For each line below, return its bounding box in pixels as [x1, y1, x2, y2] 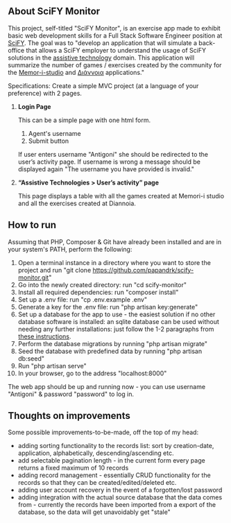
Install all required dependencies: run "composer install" [17, 288, 179, 296]
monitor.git [17, 273, 49, 282]
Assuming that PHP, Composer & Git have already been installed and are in [8, 237, 221, 246]
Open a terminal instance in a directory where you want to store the [17, 258, 211, 266]
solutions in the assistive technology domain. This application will [8, 53, 195, 62]
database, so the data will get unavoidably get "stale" [17, 508, 171, 516]
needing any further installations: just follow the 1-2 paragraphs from [17, 325, 214, 333]
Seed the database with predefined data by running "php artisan [17, 347, 203, 355]
